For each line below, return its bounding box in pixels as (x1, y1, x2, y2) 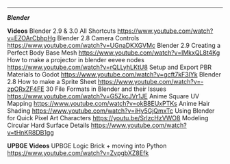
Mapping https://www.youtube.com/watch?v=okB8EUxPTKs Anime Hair (7, 100, 210, 107)
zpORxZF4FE (7, 85, 44, 93)
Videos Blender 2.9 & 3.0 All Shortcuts (7, 27, 116, 35)
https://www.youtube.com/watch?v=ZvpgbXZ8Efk (7, 149, 149, 157)
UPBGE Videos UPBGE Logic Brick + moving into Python (7, 141, 167, 150)
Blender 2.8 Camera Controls (57, 34, 140, 42)
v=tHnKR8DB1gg (7, 128, 55, 137)
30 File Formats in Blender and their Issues (45, 85, 166, 93)
